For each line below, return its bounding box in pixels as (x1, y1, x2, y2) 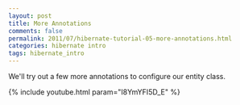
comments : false (8, 27, 63, 35)
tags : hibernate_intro (8, 49, 85, 57)
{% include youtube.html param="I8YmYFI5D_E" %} (8, 87, 181, 97)
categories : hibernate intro (8, 42, 106, 50)
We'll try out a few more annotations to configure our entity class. (8, 72, 226, 81)
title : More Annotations (8, 19, 92, 27)
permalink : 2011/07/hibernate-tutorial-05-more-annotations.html (8, 34, 232, 43)
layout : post (8, 11, 52, 20)
